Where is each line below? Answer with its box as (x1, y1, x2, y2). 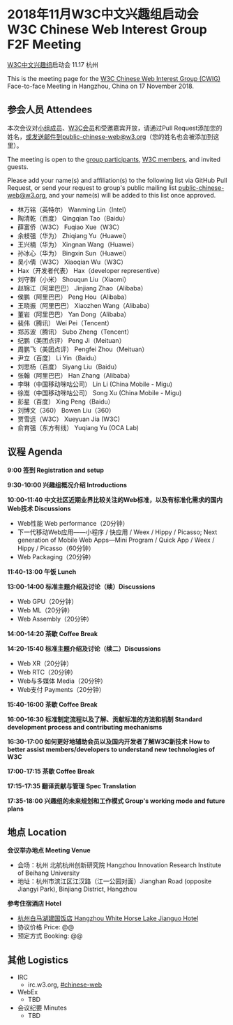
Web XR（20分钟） (17, 659, 73, 668)
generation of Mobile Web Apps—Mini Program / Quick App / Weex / (17, 536, 215, 544)
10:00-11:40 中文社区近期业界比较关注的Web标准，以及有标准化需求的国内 (7, 495, 223, 503)
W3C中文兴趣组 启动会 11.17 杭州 (7, 60, 99, 68)
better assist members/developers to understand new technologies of (7, 745, 215, 753)
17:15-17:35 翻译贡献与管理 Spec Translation (7, 781, 137, 790)
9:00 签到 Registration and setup (7, 466, 105, 474)
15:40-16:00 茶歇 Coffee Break (7, 700, 98, 709)
